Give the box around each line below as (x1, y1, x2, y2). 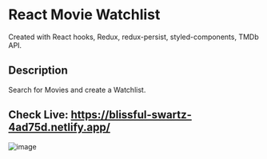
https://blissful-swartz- (70, 108, 192, 121)
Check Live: (8, 108, 69, 121)
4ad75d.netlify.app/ (8, 121, 110, 134)
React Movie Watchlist (8, 6, 161, 24)
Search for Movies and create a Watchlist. (8, 85, 146, 94)
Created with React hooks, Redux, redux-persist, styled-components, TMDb (8, 32, 259, 42)
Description (8, 64, 68, 78)
